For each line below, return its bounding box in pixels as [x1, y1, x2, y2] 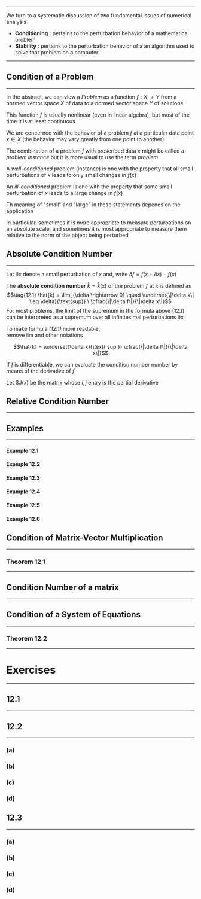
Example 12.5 [6, 502, 40, 509]
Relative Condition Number [6, 396, 109, 407]
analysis [6, 19, 27, 25]
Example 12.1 [6, 447, 39, 454]
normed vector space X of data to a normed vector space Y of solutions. [6, 99, 185, 106]
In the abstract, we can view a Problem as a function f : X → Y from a [6, 93, 177, 100]
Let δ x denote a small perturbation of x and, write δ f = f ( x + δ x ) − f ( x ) [6, 270, 177, 278]
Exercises [6, 663, 56, 676]
